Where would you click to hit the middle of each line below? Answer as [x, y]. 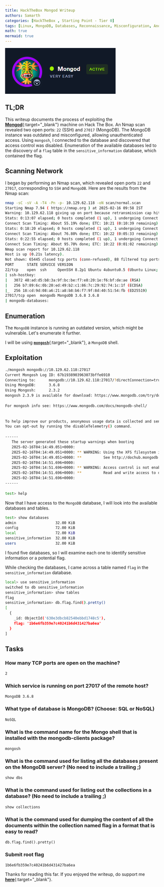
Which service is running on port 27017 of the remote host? [77, 686]
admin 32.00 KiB [40, 523]
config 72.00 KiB [40, 528]
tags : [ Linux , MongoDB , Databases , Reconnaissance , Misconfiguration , [78, 26]
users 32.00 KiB [40, 543]
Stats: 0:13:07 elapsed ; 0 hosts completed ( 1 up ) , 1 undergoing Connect [82, 218]
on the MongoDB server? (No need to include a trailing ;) [73, 767]
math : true [16, 31]
